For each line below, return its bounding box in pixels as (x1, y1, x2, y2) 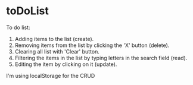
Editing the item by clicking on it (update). (14, 61, 117, 68)
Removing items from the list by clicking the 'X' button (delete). (14, 42, 170, 49)
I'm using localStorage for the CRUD (6, 72, 95, 79)
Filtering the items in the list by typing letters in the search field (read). (14, 54, 188, 61)
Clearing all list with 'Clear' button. (14, 48, 100, 55)
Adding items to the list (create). (14, 35, 94, 42)
